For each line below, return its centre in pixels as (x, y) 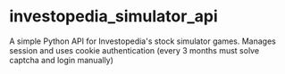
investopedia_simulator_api (113, 16)
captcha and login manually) (62, 60)
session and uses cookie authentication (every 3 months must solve (134, 50)
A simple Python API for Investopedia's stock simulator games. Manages (143, 41)
